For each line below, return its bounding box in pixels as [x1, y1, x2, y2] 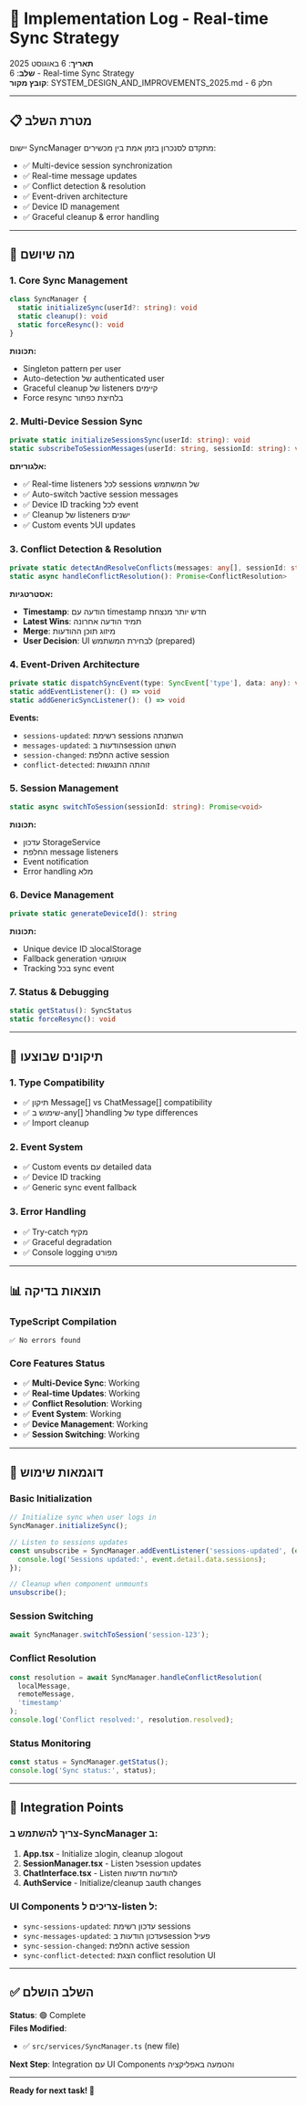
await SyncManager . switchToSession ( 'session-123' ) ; [9, 1630, 209, 1639]
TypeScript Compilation [9, 1314, 117, 1327]
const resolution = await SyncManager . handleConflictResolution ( [9, 1672, 262, 1682]
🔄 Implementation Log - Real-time [9, 8, 269, 29]
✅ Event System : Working [22, 1409, 122, 1419]
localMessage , [17, 1681, 71, 1691]
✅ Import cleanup [22, 1117, 89, 1128]
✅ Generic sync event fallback [22, 1182, 138, 1193]
